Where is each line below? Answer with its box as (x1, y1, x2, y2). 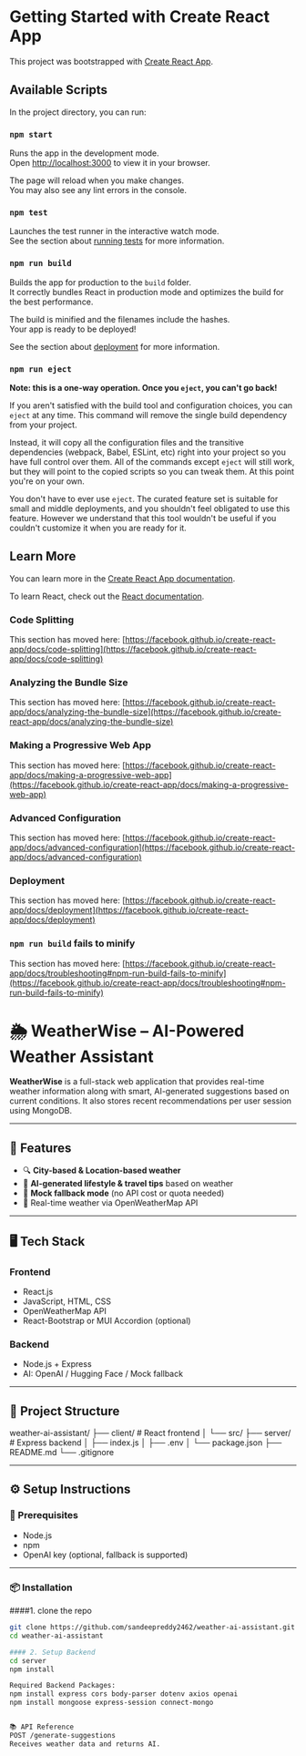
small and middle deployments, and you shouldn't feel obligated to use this (9, 503, 291, 514)
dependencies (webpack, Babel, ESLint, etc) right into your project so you (9, 447, 287, 457)
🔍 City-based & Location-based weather (22, 1165, 181, 1176)
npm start (9, 129, 53, 139)
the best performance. (9, 296, 94, 307)
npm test (9, 207, 48, 218)
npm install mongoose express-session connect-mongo (9, 1698, 214, 1708)
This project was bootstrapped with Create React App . (9, 56, 214, 67)
